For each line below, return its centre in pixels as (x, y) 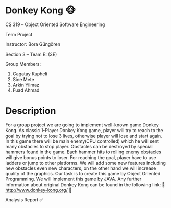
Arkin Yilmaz (26, 85)
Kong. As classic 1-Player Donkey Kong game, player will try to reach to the (84, 130)
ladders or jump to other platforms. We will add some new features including (86, 163)
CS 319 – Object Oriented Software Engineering (55, 24)
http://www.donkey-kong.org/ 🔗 (39, 190)
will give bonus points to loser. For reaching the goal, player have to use (81, 157)
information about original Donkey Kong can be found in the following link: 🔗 (85, 184)
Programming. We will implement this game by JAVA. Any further (74, 179)
